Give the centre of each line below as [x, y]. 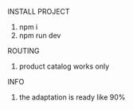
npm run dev [40, 35]
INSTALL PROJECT [39, 12]
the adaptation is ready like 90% [72, 97]
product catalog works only [64, 66]
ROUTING [23, 51]
